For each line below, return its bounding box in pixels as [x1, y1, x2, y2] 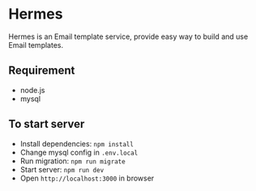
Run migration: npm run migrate [19, 155, 126, 166]
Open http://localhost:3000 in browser [19, 173, 155, 183]
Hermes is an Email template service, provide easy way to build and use [8, 32, 249, 41]
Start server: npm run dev [19, 164, 105, 174]
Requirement [8, 64, 75, 78]
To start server [8, 117, 85, 131]
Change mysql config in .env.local [19, 147, 139, 157]
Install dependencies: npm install [19, 138, 134, 148]
